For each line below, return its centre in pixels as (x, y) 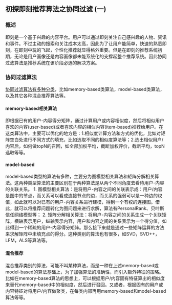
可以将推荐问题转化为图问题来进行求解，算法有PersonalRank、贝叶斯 (92, 208)
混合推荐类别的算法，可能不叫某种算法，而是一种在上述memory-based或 (82, 265)
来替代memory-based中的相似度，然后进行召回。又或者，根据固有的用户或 (84, 285)
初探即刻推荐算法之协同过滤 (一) (56, 9)
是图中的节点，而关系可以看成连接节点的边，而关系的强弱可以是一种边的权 (84, 196)
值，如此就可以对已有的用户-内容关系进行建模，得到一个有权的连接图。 (80, 202)
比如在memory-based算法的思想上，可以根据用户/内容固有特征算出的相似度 (85, 278)
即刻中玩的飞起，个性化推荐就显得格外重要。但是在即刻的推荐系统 (88, 50)
